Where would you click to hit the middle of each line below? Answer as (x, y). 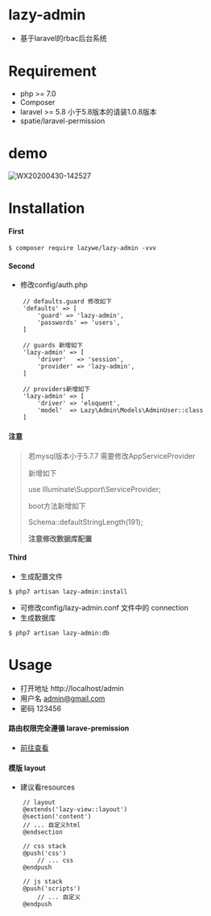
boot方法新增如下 (57, 506)
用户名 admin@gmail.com (62, 698)
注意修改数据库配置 (60, 539)
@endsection (43, 832)
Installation (47, 208)
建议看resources (47, 787)
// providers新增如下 (57, 389)
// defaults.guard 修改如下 (68, 302)
